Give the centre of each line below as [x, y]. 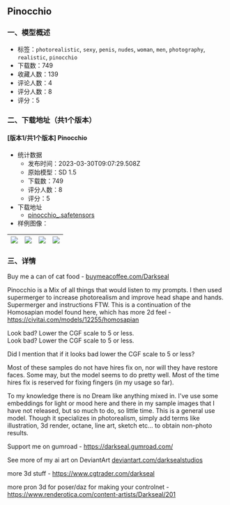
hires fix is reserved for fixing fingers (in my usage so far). [91, 382]
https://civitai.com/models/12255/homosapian [73, 319]
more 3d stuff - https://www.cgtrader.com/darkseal [81, 474]
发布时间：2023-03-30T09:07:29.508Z [84, 163]
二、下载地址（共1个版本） [52, 120]
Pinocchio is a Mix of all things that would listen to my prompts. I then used [115, 290]
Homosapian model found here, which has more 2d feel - [89, 312]
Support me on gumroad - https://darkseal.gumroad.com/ [90, 446]
